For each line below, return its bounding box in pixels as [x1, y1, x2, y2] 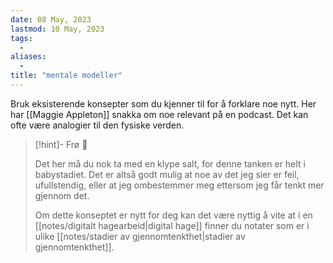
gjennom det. [34, 189, 90, 201]
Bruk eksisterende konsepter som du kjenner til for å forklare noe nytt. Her [10, 97, 317, 110]
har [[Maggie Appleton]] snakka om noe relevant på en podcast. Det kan [10, 108, 309, 120]
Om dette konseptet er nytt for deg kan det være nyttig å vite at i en [34, 209, 313, 221]
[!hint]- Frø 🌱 [34, 138, 88, 150]
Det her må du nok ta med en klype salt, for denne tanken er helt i [34, 157, 306, 170]
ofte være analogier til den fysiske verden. [10, 119, 185, 131]
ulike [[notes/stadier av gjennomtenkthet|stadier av [34, 230, 246, 242]
